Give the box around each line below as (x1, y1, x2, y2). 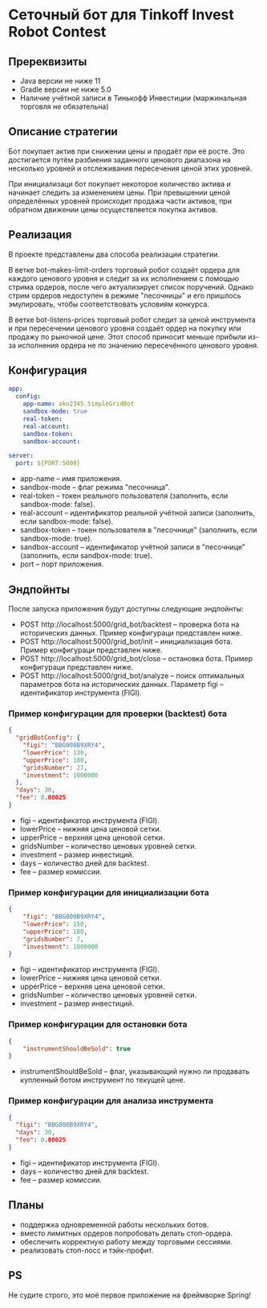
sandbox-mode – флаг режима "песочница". (19, 483, 171, 492)
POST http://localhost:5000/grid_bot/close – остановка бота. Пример (19, 654, 253, 663)
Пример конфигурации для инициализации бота (8, 886, 210, 898)
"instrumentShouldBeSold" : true (22, 1044, 131, 1053)
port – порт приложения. (19, 559, 104, 569)
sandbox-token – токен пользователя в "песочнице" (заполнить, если (19, 525, 258, 535)
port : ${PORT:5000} (15, 459, 81, 467)
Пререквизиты (8, 55, 87, 68)
